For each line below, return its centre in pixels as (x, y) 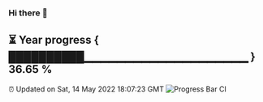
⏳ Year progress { (54, 40)
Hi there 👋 (28, 13)
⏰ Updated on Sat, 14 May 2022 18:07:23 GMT (86, 89)
